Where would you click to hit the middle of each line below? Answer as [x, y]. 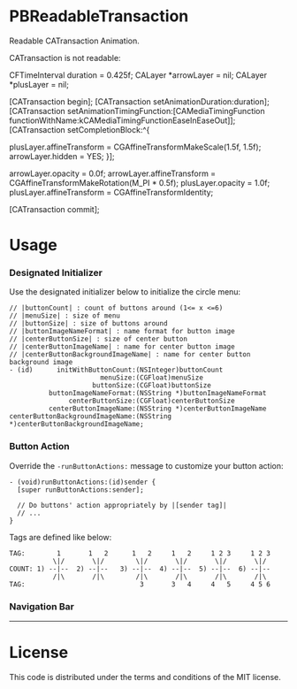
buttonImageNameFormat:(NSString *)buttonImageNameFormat [157, 394]
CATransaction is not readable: [65, 57]
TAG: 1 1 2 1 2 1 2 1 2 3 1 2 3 [140, 553]
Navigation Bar [42, 606]
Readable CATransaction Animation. [74, 41]
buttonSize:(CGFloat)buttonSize [152, 386]
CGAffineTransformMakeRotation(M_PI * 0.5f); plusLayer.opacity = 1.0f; [140, 182]
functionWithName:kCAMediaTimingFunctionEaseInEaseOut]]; [122, 120]
